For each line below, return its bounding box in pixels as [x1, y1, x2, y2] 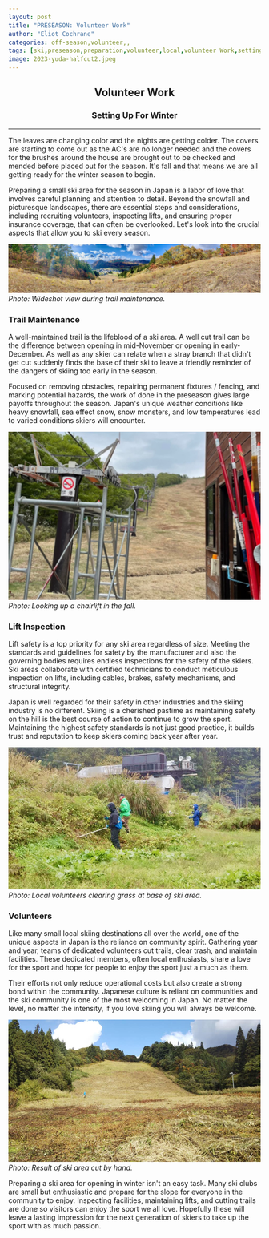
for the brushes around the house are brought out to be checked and [8, 152, 235, 162]
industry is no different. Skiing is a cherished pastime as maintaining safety [8, 706, 256, 716]
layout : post [8, 13, 52, 21]
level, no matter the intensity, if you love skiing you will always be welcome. [8, 1004, 258, 1014]
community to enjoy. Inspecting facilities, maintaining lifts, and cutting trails [8, 1195, 256, 1205]
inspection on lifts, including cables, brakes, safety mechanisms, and [8, 673, 236, 683]
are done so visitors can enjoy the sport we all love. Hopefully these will [8, 1204, 245, 1213]
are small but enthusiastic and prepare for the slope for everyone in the [8, 1187, 243, 1196]
